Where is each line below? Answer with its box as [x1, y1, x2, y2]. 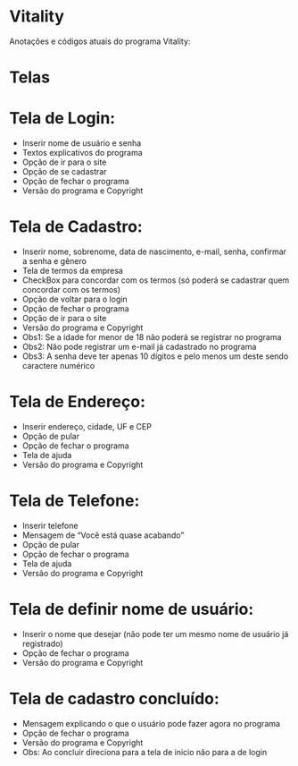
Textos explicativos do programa [21, 148, 143, 158]
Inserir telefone [21, 520, 79, 531]
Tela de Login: [9, 108, 116, 129]
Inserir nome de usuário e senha [21, 138, 142, 149]
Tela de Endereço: [9, 392, 145, 413]
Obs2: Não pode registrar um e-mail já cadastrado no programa [21, 342, 257, 352]
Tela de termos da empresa [21, 266, 123, 276]
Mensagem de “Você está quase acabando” [21, 530, 185, 540]
